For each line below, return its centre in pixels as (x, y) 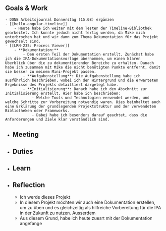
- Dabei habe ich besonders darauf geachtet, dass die (89, 115)
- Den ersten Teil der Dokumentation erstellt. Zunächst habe (88, 54)
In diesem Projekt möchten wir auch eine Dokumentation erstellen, (87, 202)
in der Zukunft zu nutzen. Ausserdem (57, 213)
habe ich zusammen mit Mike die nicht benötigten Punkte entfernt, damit (83, 67)
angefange (31, 223)
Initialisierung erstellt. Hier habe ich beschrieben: (63, 93)
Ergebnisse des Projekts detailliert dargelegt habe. (62, 85)
